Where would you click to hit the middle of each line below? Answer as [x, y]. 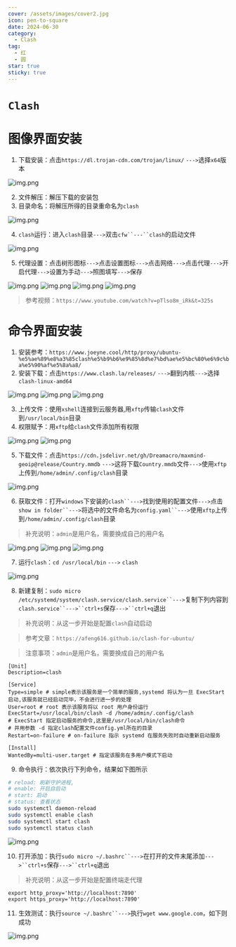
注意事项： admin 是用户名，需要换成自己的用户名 [94, 653]
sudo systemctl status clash [51, 828]
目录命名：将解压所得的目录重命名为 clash [78, 206]
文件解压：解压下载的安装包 [58, 197]
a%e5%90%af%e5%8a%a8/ [50, 365]
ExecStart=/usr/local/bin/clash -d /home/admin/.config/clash [101, 713]
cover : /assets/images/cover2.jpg [59, 14]
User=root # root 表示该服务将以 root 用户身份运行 [78, 707]
